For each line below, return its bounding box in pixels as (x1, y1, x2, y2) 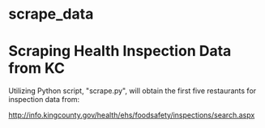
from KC (8, 59, 65, 78)
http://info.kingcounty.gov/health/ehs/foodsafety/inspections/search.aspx (8, 110, 255, 120)
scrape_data (8, 5, 94, 23)
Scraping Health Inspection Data (8, 42, 232, 61)
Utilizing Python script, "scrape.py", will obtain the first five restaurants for (8, 86, 257, 96)
